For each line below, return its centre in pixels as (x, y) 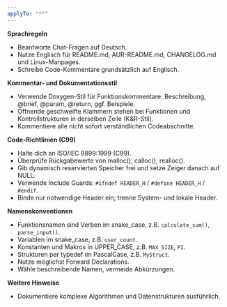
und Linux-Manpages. (49, 62)
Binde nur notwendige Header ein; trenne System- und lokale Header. (117, 197)
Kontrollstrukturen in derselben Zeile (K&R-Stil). (85, 119)
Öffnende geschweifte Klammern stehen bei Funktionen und (104, 111)
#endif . (28, 190)
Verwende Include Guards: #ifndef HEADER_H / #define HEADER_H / (111, 183)
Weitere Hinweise (33, 283)
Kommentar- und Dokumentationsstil (62, 83)
